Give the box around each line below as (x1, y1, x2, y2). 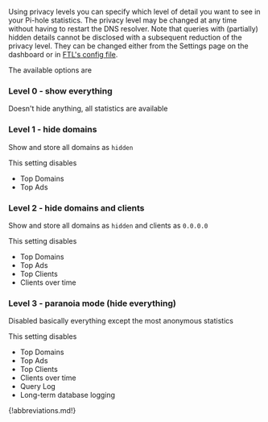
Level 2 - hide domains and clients (8, 202, 145, 213)
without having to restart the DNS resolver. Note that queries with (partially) (8, 24, 259, 33)
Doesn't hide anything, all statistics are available (8, 104, 168, 114)
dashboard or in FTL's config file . (8, 50, 118, 59)
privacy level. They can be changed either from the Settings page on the (8, 41, 249, 51)
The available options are (8, 65, 93, 75)
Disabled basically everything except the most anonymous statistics (8, 316, 233, 326)
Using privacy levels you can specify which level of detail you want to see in (8, 7, 261, 16)
